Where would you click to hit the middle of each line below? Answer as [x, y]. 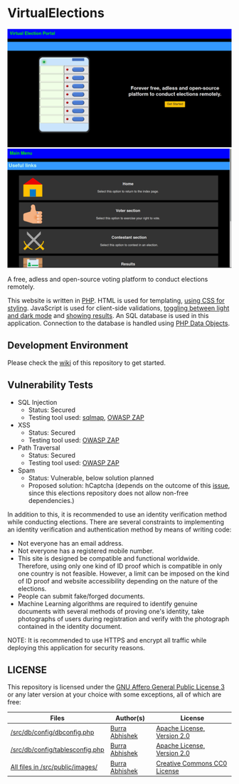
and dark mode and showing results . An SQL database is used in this [108, 315]
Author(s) [130, 718]
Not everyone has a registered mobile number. [86, 551]
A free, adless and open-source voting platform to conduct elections [108, 279]
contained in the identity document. [70, 626]
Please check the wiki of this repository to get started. [86, 362]
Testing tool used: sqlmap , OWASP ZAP [86, 417]
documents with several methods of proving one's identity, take [111, 611]
